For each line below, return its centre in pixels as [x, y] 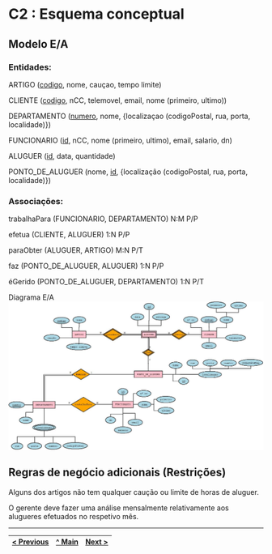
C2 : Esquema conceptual [96, 14]
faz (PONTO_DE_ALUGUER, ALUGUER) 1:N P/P [86, 266]
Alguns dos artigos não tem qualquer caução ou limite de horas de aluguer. [134, 492]
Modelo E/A [38, 44]
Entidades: [30, 67]
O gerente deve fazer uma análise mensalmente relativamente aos [119, 508]
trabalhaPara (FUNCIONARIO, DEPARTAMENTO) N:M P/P [103, 219]
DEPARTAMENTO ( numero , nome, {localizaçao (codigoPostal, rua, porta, [130, 116]
